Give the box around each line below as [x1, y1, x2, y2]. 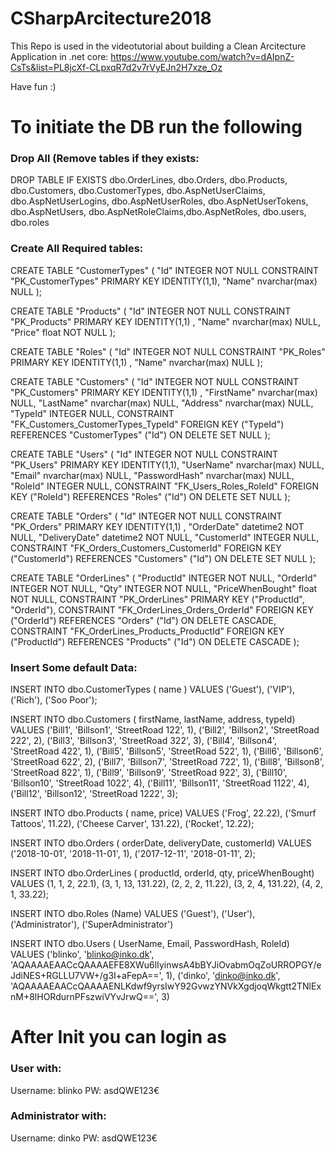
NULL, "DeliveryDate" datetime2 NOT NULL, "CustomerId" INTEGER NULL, [10, 531, 320, 543]
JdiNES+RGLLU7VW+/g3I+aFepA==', [10, 970, 164, 982]
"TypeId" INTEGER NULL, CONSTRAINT [10, 407, 175, 419]
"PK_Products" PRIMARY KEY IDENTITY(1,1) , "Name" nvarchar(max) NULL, [10, 315, 321, 327]
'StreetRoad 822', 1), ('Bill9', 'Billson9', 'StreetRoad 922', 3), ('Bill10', [10, 767, 288, 779]
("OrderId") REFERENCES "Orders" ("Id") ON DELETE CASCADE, [10, 614, 277, 626]
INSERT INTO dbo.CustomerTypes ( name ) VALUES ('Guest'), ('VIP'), [10, 683, 295, 696]
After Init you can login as [10, 1026, 227, 1049]
